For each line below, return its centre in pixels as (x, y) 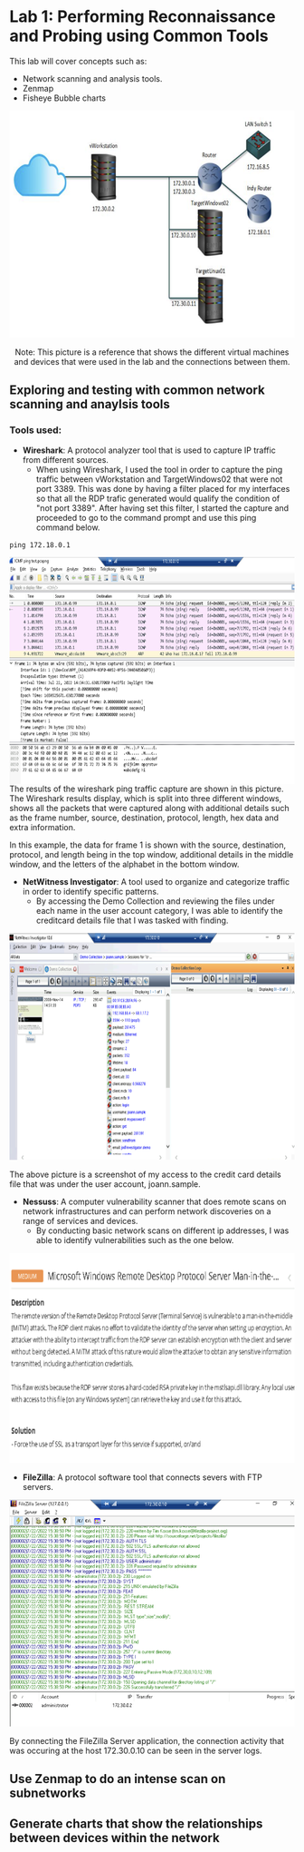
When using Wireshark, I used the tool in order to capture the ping (159, 469)
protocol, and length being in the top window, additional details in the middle (152, 854)
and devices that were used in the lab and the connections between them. (152, 361)
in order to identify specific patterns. (90, 891)
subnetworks (48, 1793)
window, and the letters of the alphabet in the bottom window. (124, 864)
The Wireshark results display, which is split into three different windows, (146, 798)
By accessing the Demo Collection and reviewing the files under (155, 901)
